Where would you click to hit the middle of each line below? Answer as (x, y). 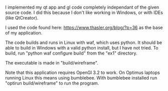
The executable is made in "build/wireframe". (52, 63)
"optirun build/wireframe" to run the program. (52, 83)
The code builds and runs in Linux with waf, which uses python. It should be (83, 42)
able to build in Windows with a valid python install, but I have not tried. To (82, 48)
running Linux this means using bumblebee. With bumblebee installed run (81, 78)
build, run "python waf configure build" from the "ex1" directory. (71, 53)
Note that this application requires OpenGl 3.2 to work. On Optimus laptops (83, 72)
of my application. (24, 33)
